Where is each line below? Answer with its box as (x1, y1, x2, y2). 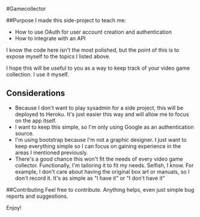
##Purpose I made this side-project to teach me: (6, 17, 127, 23)
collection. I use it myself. (6, 71, 69, 78)
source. (14, 129, 34, 137)
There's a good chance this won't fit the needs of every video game (14, 155, 183, 162)
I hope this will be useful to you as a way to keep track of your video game (6, 64, 190, 72)
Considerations (6, 88, 65, 99)
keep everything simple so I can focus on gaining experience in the (14, 142, 181, 150)
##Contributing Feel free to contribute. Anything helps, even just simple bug (6, 186, 195, 193)
